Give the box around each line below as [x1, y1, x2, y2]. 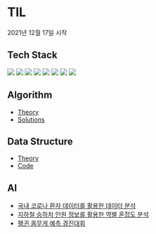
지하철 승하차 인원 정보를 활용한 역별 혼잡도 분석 [17, 210, 149, 219]
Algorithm [7, 89, 53, 101]
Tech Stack [7, 49, 58, 61]
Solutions [17, 115, 45, 124]
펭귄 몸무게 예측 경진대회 [17, 219, 86, 228]
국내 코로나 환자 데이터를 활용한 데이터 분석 [17, 202, 136, 210]
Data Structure [7, 135, 74, 148]
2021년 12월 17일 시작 [7, 28, 67, 37]
